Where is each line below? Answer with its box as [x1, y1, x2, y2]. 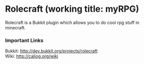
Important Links [5, 37, 44, 43]
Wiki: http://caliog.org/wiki [5, 53, 59, 59]
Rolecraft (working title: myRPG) [5, 3, 140, 15]
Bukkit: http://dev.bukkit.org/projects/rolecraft [5, 48, 98, 54]
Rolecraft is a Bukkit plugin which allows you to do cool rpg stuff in [5, 20, 140, 25]
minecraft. [5, 24, 26, 30]
